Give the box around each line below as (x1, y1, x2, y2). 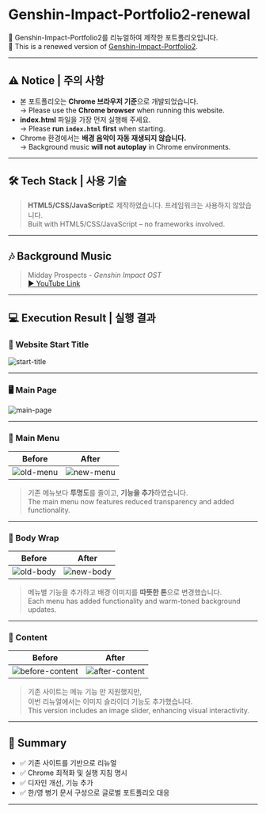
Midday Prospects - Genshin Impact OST (27, 271, 162, 280)
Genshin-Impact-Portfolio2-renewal (8, 6, 251, 24)
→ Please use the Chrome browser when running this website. (19, 105, 225, 115)
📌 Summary (8, 736, 67, 750)
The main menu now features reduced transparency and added (27, 496, 235, 506)
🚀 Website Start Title (8, 339, 89, 350)
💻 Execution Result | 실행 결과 (8, 311, 156, 325)
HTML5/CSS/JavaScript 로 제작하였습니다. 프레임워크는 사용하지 (27, 200, 231, 210)
